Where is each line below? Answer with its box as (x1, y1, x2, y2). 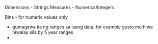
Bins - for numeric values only (5, 14, 68, 20)
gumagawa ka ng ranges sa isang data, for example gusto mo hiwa (12, 24, 153, 30)
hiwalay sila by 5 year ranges (12, 29, 73, 35)
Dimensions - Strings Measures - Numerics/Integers (5, 5, 115, 10)
